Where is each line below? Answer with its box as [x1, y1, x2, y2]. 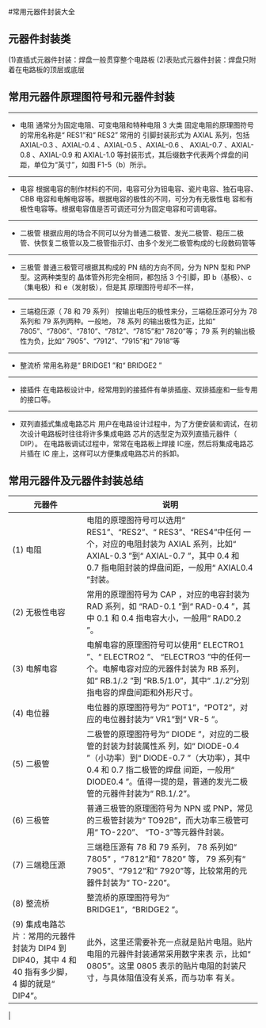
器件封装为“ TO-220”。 [86, 877, 176, 889]
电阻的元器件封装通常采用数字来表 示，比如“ [86, 949, 251, 960]
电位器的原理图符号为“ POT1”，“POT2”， [86, 702, 241, 713]
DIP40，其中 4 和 [12, 954, 77, 965]
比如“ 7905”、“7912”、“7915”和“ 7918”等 [47, 336, 180, 346]
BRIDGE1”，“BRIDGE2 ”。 [86, 904, 184, 915]
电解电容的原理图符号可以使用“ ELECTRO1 [86, 640, 245, 651]
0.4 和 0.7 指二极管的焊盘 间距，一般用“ [86, 764, 235, 775]
